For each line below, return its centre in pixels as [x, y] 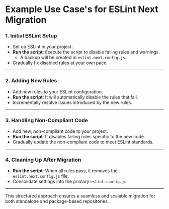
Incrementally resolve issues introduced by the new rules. [72, 102]
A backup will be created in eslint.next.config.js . [73, 58]
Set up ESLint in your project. [43, 47]
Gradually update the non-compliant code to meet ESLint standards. [83, 142]
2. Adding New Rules [31, 81]
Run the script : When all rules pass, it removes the [65, 171]
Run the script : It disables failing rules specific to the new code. [79, 137]
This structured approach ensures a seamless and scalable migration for [80, 196]
